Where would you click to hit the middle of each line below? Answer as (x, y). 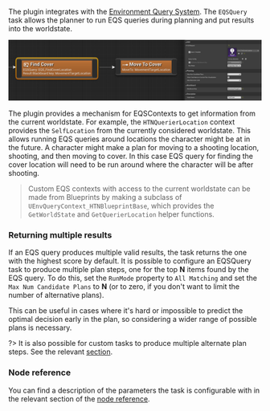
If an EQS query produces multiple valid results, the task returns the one (128, 253)
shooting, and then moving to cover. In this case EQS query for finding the (131, 157)
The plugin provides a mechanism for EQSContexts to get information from (132, 114)
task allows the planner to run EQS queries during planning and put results (131, 20)
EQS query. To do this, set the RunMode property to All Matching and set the (133, 278)
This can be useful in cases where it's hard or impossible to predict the (126, 311)
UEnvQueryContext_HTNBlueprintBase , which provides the (121, 206)
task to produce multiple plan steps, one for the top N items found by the (129, 270)
